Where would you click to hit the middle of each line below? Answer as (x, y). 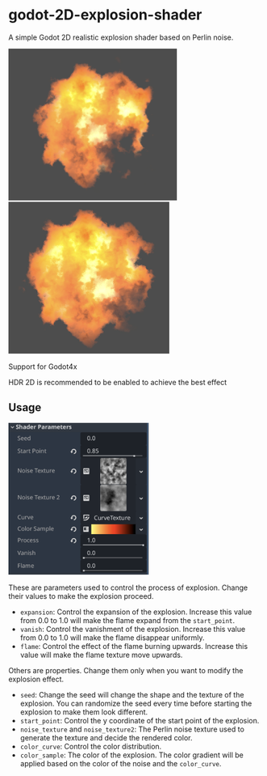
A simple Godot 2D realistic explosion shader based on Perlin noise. (121, 37)
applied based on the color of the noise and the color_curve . (121, 763)
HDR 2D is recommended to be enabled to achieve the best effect (118, 382)
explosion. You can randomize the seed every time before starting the (136, 703)
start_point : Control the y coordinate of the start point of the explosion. (140, 720)
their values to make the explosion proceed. (81, 596)
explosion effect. (36, 679)
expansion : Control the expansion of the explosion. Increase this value (136, 612)
